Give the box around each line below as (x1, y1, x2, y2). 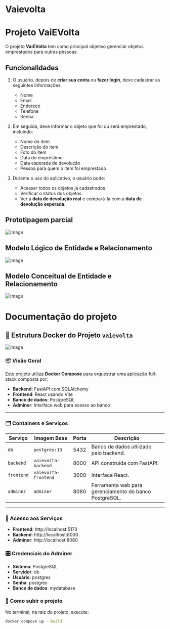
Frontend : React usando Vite (12, 391, 73, 397)
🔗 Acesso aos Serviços (5, 515, 63, 522)
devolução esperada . (20, 201, 66, 207)
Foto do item (20, 149, 47, 155)
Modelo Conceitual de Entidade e (5, 272, 112, 280)
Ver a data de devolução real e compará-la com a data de (20, 196, 142, 202)
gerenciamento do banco (91, 488, 151, 495)
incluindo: (12, 128, 33, 134)
